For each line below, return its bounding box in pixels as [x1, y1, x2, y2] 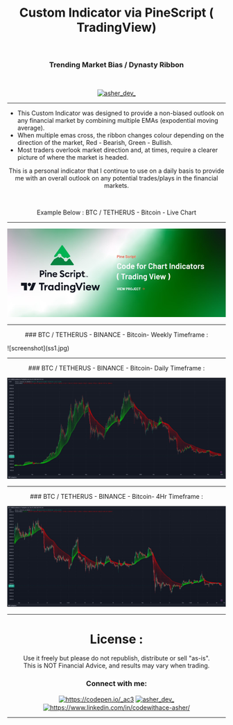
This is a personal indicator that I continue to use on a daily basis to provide [8, 167, 225, 175]
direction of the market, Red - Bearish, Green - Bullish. [17, 139, 173, 147]
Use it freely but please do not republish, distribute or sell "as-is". [23, 654, 210, 663]
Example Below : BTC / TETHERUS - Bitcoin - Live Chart [37, 208, 196, 216]
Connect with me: [85, 679, 148, 688]
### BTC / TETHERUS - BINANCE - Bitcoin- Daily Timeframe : [28, 364, 205, 373]
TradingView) [76, 19, 157, 35]
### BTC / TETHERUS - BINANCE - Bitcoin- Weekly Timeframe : [24, 331, 209, 339]
